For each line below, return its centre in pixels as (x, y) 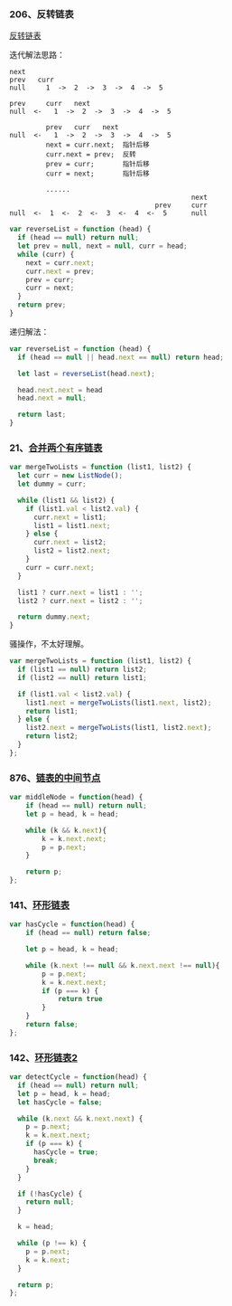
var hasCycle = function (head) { (72, 924)
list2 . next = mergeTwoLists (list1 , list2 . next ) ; (119, 728)
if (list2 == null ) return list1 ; (82, 677)
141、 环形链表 (40, 904)
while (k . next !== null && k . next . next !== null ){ (123, 965)
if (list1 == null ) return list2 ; (82, 670)
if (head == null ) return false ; (88, 933)
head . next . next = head (60, 390)
